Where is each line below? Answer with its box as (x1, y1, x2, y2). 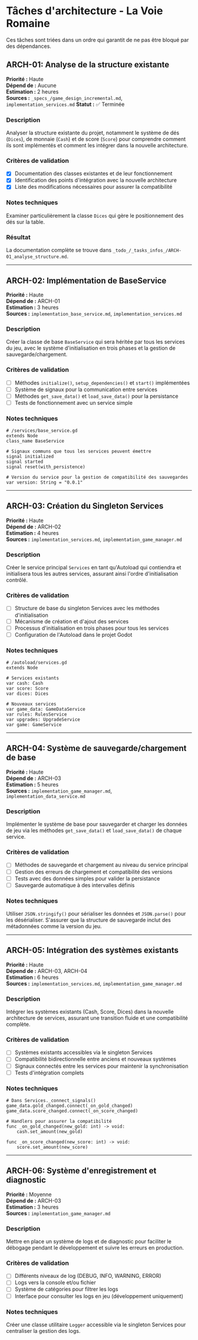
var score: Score (6, 685, 49, 692)
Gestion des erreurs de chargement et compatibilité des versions (14, 868, 173, 875)
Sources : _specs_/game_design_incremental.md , (6, 94, 123, 101)
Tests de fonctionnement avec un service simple (14, 399, 133, 406)
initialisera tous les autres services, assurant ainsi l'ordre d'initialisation (6, 570, 179, 578)
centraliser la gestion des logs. (6, 1327, 81, 1334)
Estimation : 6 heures (6, 974, 59, 981)
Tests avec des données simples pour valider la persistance (14, 875, 160, 882)
